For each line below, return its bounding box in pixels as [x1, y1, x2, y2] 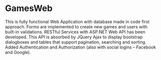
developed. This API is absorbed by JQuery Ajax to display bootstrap [5, 34, 143, 40]
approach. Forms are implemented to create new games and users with [5, 24, 148, 29]
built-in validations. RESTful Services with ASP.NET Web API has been [5, 29, 145, 35]
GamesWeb [5, 3, 53, 14]
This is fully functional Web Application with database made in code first [5, 19, 150, 24]
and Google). [5, 49, 31, 55]
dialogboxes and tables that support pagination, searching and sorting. [5, 39, 146, 45]
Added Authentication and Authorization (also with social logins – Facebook [5, 44, 156, 50]
